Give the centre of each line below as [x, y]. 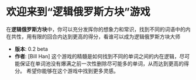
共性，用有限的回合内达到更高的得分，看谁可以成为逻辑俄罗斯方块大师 [95, 36]
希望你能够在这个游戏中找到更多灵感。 [72, 71]
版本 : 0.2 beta [31, 49]
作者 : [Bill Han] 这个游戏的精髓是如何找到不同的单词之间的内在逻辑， [97, 56]
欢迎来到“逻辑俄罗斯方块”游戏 [78, 12]
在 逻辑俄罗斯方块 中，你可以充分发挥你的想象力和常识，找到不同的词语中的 [96, 29]
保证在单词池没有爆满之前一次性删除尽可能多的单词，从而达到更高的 [102, 63]
